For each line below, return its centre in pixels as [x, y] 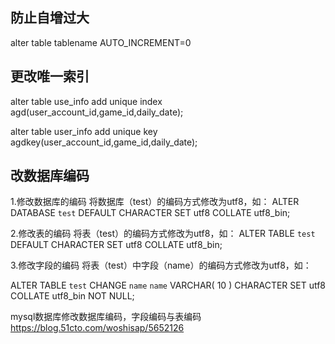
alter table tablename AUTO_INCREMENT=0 [101, 42]
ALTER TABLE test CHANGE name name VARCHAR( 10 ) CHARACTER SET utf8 [168, 285]
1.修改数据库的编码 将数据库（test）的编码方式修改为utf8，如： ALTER [155, 202]
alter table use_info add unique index [86, 101]
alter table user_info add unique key [84, 131]
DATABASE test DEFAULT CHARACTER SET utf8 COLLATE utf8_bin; [150, 213]
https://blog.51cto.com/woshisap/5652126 [97, 328]
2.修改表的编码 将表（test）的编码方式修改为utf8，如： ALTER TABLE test [163, 234]
